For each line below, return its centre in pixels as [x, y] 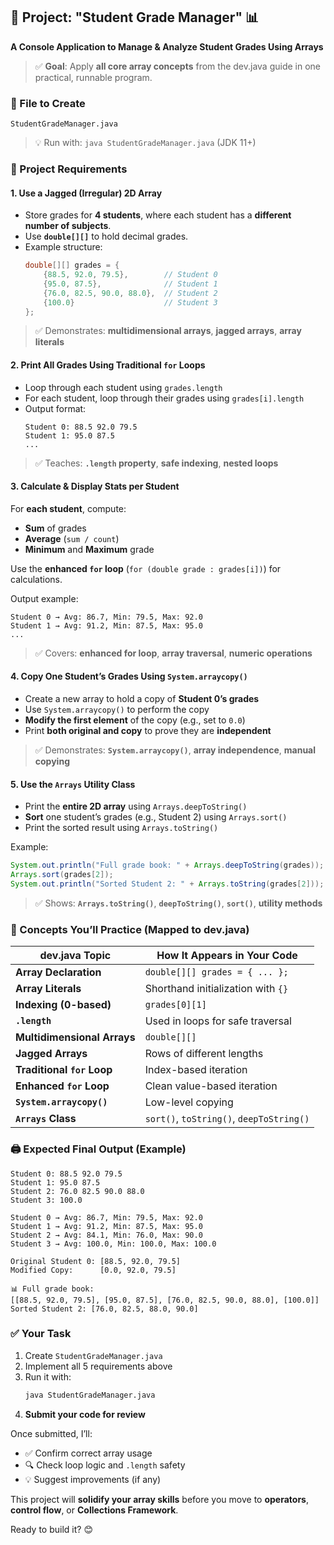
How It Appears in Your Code [227, 956]
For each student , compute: [68, 508]
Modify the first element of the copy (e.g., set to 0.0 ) [135, 720]
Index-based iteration [196, 1070]
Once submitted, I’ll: [51, 1433]
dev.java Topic [75, 956]
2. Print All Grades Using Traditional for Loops [108, 365]
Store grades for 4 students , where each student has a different [158, 215]
